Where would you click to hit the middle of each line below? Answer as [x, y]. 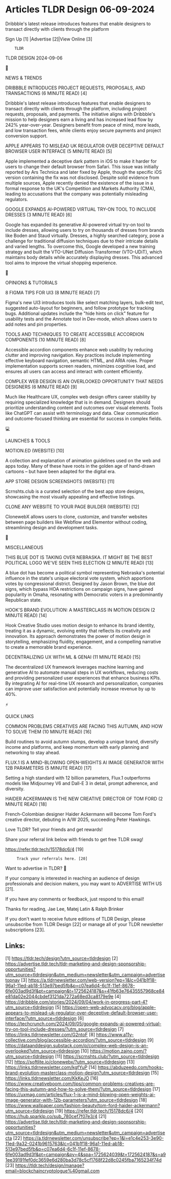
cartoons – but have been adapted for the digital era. [60, 471]
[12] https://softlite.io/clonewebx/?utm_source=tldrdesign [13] [70, 1062]
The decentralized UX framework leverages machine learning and [75, 667]
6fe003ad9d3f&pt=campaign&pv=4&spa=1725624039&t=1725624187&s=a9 [86, 1154]
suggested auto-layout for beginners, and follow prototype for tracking [80, 308]
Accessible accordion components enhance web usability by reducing [79, 349]
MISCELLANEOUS [24, 547]
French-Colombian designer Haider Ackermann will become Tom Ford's [81, 814]
